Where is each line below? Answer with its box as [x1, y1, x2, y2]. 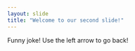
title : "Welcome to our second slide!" [7, 17, 124, 24]
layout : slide [7, 10, 49, 17]
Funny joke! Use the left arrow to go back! [7, 36, 129, 44]
